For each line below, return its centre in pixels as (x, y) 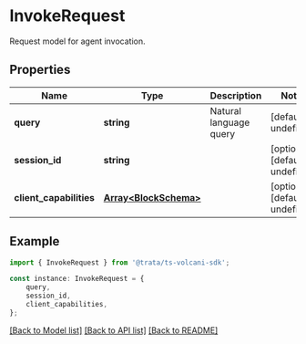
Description (236, 95)
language (230, 122)
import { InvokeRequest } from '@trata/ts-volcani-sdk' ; (120, 262)
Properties (40, 70)
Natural (225, 110)
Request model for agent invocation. (77, 41)
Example (35, 241)
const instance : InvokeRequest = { (77, 279)
